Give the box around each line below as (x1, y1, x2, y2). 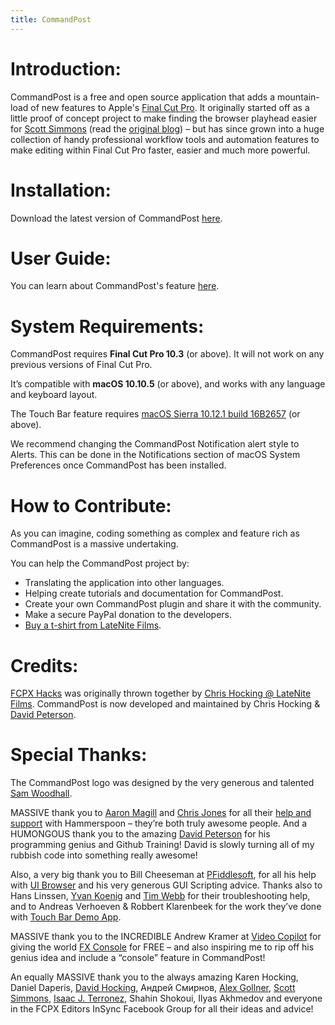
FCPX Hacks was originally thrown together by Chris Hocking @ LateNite (10, 687, 312, 700)
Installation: (10, 179, 112, 201)
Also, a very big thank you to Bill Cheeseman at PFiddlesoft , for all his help (10, 869, 317, 881)
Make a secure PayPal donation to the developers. (24, 609, 233, 621)
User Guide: (10, 247, 112, 270)
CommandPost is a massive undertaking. (10, 538, 179, 550)
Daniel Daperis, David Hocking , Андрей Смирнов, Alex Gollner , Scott (10, 982, 296, 994)
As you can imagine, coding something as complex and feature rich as (10, 527, 300, 540)
